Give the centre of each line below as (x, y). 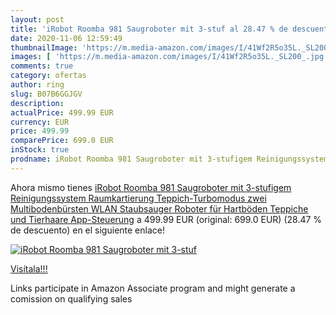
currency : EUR (40, 122)
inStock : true (40, 150)
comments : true (42, 66)
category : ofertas (48, 76)
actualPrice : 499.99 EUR (62, 112)
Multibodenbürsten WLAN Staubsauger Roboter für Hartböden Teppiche (159, 208)
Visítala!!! (29, 268)
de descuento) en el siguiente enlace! (87, 230)
